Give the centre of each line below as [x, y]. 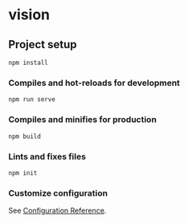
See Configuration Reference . [57, 211]
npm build [25, 136]
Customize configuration [58, 193]
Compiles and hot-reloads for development [94, 83]
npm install [28, 63]
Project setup [43, 45]
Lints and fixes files [47, 156]
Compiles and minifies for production [82, 120]
